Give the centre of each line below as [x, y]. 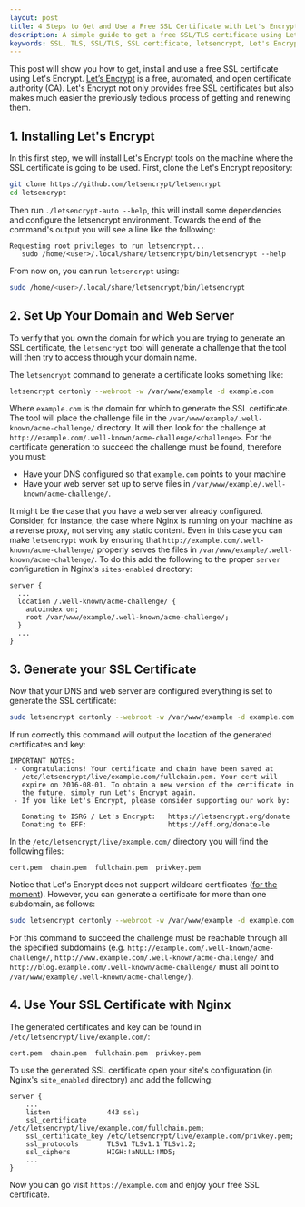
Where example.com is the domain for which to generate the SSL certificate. [150, 409]
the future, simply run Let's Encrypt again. [109, 793]
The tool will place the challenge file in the [89, 418]
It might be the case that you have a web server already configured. [136, 511]
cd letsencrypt [38, 193]
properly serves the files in [147, 549]
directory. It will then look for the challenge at [181, 428]
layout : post [34, 18]
